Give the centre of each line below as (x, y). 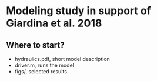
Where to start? (35, 45)
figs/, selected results (41, 71)
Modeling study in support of (78, 11)
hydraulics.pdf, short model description (62, 59)
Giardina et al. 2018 (54, 23)
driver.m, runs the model (44, 65)
